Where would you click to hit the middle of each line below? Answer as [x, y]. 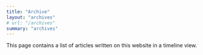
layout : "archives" [31, 17]
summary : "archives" [32, 28]
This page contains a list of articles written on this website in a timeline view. [102, 45]
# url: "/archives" [31, 23]
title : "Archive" [28, 12]
